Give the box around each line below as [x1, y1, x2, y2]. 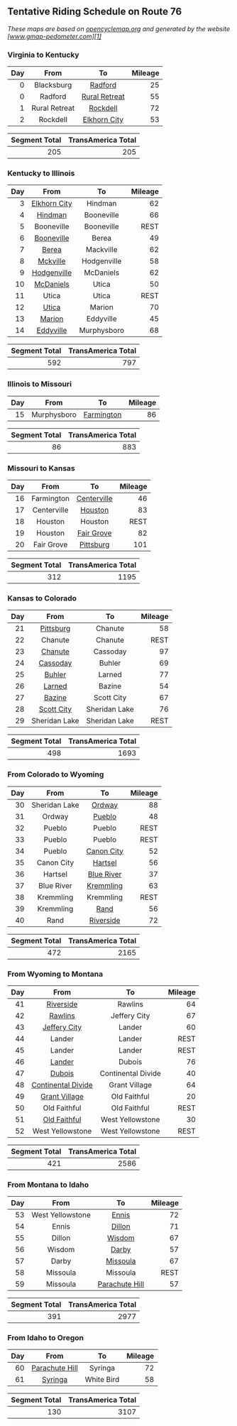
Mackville [85, 245, 118, 255]
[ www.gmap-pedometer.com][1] [7, 32, 101, 40]
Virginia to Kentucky [7, 50, 79, 60]
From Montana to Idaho [7, 1180, 89, 1190]
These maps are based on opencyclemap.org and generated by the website [7, 24, 231, 33]
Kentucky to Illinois [7, 168, 75, 178]
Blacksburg [34, 80, 72, 90]
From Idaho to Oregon [7, 1333, 84, 1343]
